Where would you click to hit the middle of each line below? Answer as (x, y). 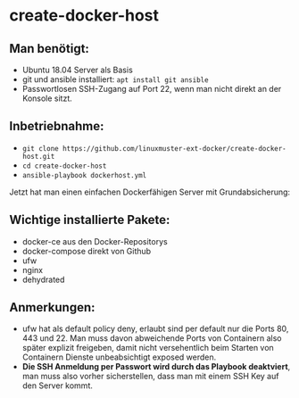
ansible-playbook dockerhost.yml (84, 175)
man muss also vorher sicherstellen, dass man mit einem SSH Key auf (150, 377)
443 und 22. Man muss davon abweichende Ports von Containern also (152, 338)
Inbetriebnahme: (57, 126)
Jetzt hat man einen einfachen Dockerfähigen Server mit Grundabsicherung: (150, 192)
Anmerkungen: (52, 307)
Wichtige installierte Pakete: (90, 220)
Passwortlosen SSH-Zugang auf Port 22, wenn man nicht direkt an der (152, 89)
